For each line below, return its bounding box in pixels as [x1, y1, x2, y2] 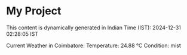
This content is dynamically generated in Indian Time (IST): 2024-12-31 [6, 24, 181, 31]
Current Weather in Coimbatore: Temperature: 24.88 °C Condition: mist [6, 42, 181, 49]
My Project [6, 4, 62, 18]
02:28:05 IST [6, 30, 39, 37]
